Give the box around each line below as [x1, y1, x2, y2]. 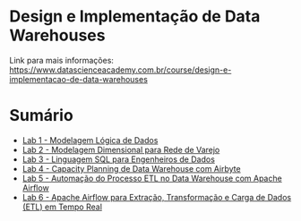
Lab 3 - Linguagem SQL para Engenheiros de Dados [21, 154, 215, 165]
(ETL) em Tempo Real [21, 201, 103, 212]
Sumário [9, 106, 73, 126]
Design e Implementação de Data [9, 6, 261, 27]
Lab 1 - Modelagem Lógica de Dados [21, 134, 159, 145]
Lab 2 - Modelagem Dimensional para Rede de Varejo [21, 144, 220, 155]
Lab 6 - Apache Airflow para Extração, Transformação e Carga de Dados [21, 191, 292, 202]
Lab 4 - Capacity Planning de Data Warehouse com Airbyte [21, 163, 241, 174]
